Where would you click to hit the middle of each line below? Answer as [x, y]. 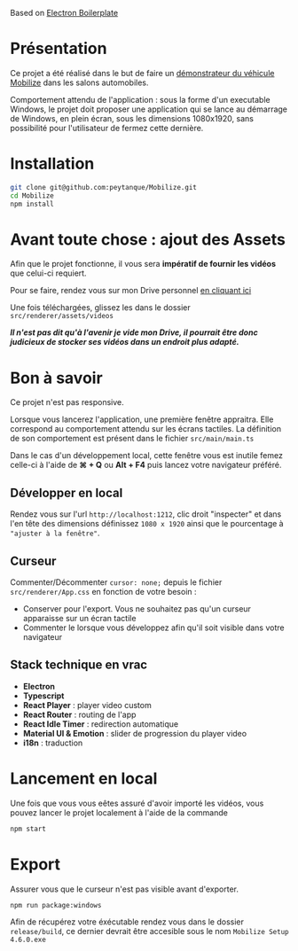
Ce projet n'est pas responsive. [67, 402]
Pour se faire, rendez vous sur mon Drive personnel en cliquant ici [131, 291]
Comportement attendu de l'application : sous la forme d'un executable [140, 99]
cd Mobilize [32, 195]
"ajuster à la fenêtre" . [55, 533]
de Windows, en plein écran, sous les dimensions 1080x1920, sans [132, 118]
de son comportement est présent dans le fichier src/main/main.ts [132, 439]
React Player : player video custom [87, 705]
